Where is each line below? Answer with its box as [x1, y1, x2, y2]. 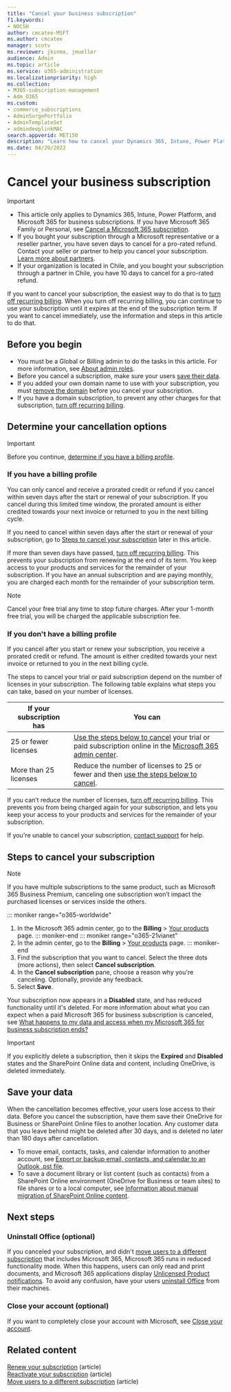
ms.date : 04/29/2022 [7, 145, 67, 152]
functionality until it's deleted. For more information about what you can [7, 1003, 210, 1011]
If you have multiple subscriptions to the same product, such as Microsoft [7, 882, 216, 891]
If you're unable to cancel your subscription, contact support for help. [7, 831, 205, 840]
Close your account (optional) [7, 1301, 109, 1311]
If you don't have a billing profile [7, 629, 117, 638]
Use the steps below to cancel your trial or [73, 733, 210, 742]
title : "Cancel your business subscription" [7, 10, 137, 17]
